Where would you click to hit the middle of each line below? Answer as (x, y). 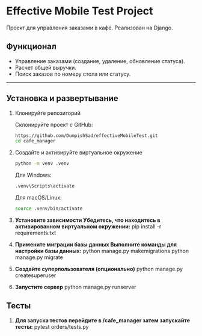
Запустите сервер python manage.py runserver (75, 287)
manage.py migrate (39, 257)
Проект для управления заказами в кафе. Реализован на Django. (90, 28)
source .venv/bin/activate (49, 209)
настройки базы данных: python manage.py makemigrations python (102, 251)
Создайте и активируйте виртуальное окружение (78, 153)
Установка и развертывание (62, 98)
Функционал (32, 47)
